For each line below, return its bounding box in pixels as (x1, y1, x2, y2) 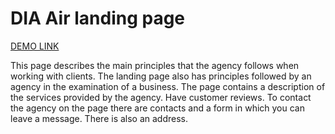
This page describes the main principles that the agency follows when (10, 59, 300, 71)
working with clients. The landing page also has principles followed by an (10, 70, 312, 82)
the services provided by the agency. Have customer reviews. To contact (10, 91, 312, 103)
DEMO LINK (10, 40, 60, 52)
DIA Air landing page (10, 7, 186, 30)
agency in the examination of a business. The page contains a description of (10, 80, 326, 92)
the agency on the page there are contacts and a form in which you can (10, 102, 305, 114)
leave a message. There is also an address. (10, 112, 189, 124)
